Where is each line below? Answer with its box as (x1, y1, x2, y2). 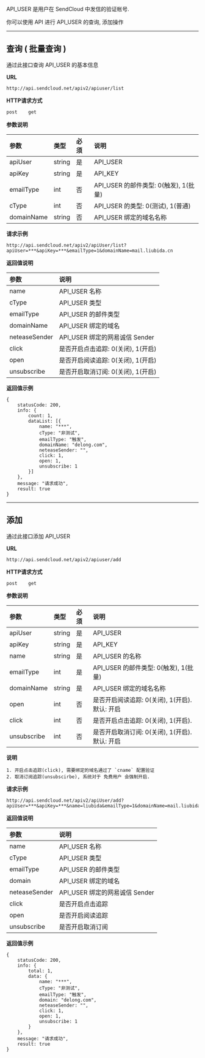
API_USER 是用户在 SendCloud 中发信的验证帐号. (6, 6, 129, 12)
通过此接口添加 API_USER (6, 532, 70, 540)
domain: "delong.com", (38, 997, 97, 1003)
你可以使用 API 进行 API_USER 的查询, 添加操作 (6, 18, 124, 26)
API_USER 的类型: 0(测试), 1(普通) (93, 202, 191, 210)
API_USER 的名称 (93, 652, 142, 660)
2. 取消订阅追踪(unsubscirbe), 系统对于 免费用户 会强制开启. (6, 774, 151, 780)
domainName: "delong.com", (38, 442, 108, 448)
